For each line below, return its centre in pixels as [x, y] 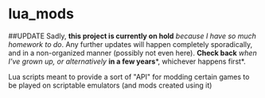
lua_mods [41, 14]
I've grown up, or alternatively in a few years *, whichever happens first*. [127, 61]
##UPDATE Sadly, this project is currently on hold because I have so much [132, 36]
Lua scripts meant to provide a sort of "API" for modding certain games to [129, 76]
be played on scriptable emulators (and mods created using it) [110, 85]
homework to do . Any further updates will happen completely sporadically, [131, 44]
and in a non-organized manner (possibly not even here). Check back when [132, 53]
